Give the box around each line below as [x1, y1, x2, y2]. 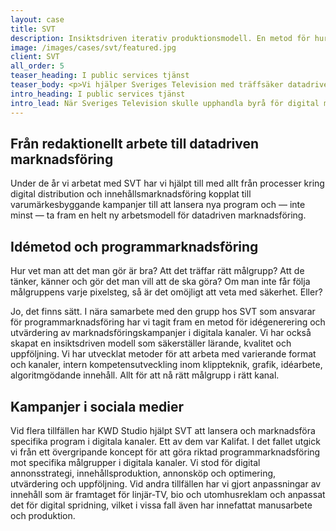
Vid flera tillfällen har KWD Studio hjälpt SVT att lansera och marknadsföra [10, 424, 316, 436]
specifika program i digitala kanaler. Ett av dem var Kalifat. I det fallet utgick [10, 435, 321, 447]
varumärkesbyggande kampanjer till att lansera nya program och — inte [10, 199, 306, 211]
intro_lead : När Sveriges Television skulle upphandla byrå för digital [10, 98, 320, 108]
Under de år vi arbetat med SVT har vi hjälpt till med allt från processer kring [10, 177, 325, 190]
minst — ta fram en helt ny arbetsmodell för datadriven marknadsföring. [10, 209, 307, 221]
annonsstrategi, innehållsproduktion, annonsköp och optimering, [10, 467, 277, 479]
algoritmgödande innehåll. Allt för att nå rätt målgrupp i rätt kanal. [10, 369, 280, 381]
